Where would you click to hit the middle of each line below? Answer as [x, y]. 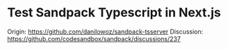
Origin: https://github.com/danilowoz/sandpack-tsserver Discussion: [105, 32]
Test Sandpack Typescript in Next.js [114, 13]
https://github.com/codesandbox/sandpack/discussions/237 [94, 38]
